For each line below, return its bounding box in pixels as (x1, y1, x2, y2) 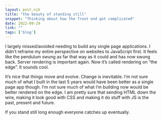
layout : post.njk (5, 7, 41, 12)
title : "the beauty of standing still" (5, 12, 87, 17)
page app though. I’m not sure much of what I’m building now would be (5, 84, 149, 90)
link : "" (5, 25, 23, 30)
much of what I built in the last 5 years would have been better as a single (5, 79, 154, 85)
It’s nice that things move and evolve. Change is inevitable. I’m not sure (5, 74, 148, 79)
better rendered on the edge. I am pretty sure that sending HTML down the (5, 89, 156, 95)
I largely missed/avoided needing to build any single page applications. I (5, 44, 151, 49)
